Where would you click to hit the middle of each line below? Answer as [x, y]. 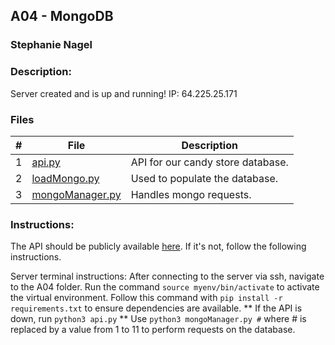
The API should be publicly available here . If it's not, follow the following [158, 246]
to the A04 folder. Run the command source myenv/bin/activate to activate [165, 287]
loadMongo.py [65, 178]
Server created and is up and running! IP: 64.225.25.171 [124, 93]
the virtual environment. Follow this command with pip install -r [146, 298]
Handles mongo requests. [191, 194]
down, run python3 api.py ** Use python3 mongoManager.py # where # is [158, 319]
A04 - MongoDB [62, 16]
